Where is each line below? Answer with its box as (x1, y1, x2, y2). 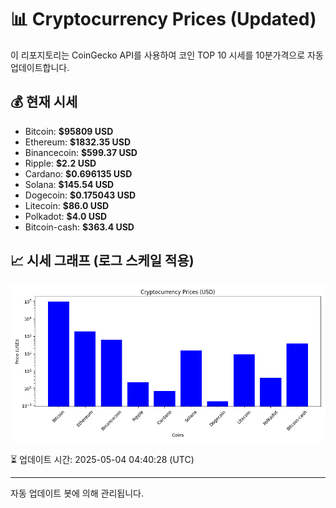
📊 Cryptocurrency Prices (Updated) (10, 8, 317, 31)
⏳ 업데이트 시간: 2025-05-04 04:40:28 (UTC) (10, 453, 195, 465)
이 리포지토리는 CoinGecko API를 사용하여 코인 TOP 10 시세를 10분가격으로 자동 (10, 49, 324, 61)
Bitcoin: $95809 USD (24, 125, 114, 137)
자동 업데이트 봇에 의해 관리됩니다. (10, 487, 144, 499)
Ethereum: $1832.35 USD (24, 136, 132, 148)
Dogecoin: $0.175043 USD (24, 189, 137, 201)
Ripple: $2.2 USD (24, 157, 97, 169)
